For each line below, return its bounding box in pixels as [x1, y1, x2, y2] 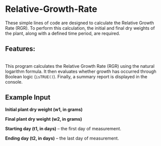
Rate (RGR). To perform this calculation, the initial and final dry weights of [5, 25, 155, 31]
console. [5, 79, 23, 85]
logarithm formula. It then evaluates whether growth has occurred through [5, 68, 157, 74]
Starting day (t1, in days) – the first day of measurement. [5, 125, 121, 132]
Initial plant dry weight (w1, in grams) [5, 106, 83, 112]
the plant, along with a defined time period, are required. [5, 30, 120, 36]
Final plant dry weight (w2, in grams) [5, 116, 82, 122]
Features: [5, 45, 36, 53]
